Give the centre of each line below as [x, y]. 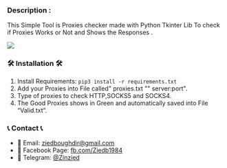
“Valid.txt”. [32, 110]
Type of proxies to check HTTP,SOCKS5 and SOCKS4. [94, 95]
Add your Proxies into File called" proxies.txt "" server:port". [102, 88]
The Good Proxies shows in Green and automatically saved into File [112, 103]
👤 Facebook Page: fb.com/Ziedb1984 [69, 150]
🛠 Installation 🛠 [35, 64]
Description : [29, 10]
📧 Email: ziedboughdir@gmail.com [66, 143]
